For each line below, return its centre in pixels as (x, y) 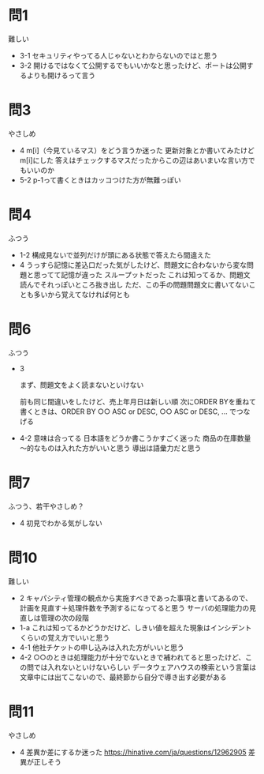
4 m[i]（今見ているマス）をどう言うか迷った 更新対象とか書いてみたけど (137, 150)
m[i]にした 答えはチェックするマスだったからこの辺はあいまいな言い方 (134, 160)
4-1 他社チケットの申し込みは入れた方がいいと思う (102, 647)
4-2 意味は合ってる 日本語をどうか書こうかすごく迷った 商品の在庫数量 (135, 438)
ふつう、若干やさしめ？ (46, 506)
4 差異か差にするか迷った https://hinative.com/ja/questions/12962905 (133, 752)
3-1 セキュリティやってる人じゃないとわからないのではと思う (119, 55)
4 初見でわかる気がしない (61, 523)
